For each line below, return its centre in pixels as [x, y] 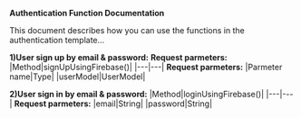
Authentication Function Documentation [87, 13]
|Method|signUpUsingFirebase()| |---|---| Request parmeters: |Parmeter [146, 67]
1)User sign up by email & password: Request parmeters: [119, 57]
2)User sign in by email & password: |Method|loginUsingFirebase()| [137, 94]
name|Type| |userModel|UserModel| [78, 77]
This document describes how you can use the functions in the [127, 30]
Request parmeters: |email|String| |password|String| [113, 104]
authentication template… [57, 40]
